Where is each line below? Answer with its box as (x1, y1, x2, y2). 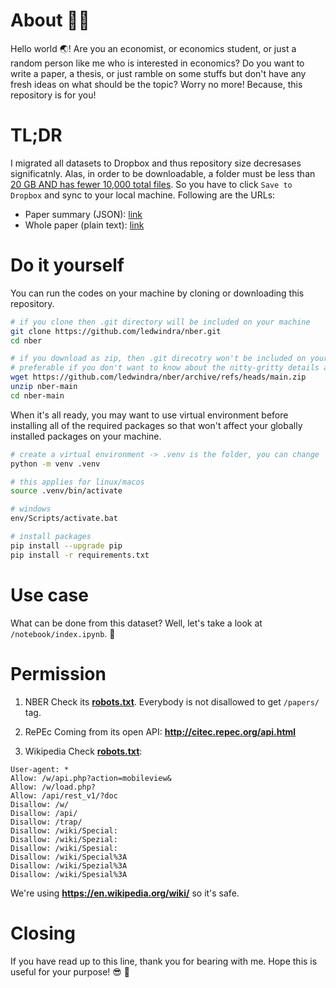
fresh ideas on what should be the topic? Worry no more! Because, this (10, 78, 303, 90)
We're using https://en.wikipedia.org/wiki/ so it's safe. (10, 887, 240, 899)
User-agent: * (10, 764, 70, 774)
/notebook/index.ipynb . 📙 (10, 627, 116, 639)
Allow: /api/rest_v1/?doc (10, 790, 118, 801)
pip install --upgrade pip (10, 540, 123, 551)
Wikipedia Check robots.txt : (24, 745, 143, 757)
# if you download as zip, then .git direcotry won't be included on (10, 354, 307, 364)
